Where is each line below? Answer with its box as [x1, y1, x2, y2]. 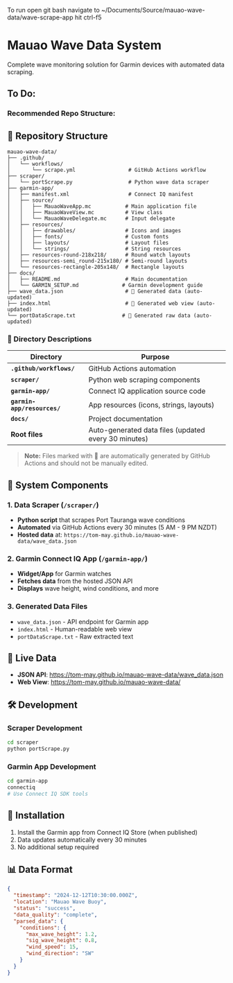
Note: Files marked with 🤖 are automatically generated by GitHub [24, 452, 210, 460]
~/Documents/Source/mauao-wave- [101, 6, 205, 14]
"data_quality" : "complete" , [13, 911, 98, 918]
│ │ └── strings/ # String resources [7, 245, 182, 252]
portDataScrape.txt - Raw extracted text [17, 632, 134, 641]
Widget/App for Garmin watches [17, 570, 112, 578]
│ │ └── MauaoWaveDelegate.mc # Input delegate [7, 215, 175, 223]
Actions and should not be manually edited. [24, 459, 148, 467]
